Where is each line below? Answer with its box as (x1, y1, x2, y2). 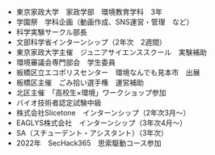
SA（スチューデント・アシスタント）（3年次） (15, 128, 168, 137)
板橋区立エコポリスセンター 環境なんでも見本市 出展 (15, 68, 200, 77)
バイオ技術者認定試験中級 (15, 98, 102, 107)
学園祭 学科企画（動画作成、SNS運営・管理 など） (15, 17, 194, 27)
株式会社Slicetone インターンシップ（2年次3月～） (15, 108, 191, 117)
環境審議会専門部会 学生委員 (15, 57, 116, 67)
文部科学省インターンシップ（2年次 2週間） (15, 37, 167, 47)
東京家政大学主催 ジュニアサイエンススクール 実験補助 (15, 48, 208, 57)
